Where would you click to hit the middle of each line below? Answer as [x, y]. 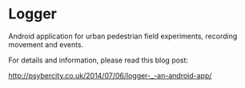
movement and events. [46, 44]
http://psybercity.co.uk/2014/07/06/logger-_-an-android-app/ [110, 75]
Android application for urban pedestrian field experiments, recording [123, 36]
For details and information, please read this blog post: [98, 60]
